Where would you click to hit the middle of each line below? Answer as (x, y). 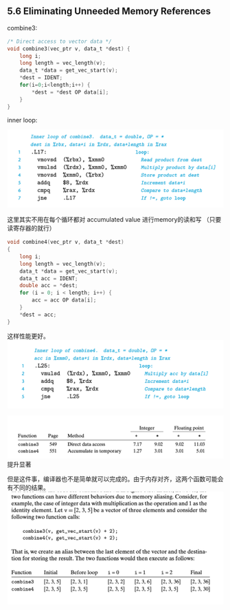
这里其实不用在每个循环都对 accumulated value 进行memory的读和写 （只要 (114, 220)
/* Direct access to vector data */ (59, 41)
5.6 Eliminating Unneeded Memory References (109, 11)
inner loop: (22, 120)
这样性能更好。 (28, 336)
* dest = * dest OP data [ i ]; (70, 92)
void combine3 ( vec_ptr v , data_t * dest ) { (69, 49)
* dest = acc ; (38, 315)
